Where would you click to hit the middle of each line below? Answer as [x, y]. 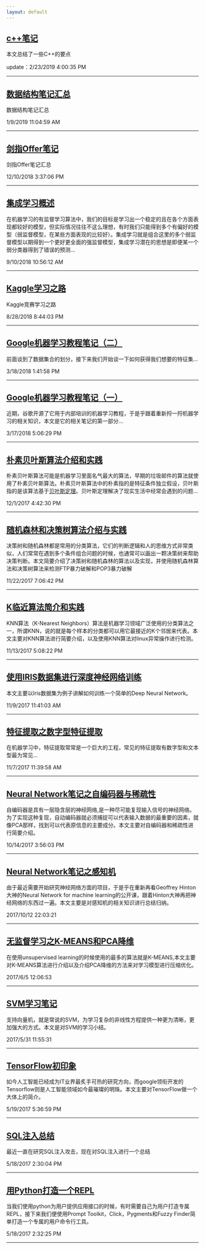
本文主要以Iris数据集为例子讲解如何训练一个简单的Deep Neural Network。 [99, 693]
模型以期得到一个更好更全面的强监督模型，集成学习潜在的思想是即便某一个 [105, 242]
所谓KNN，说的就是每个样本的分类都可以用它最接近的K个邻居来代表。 [105, 631]
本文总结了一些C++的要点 [39, 54]
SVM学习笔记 [32, 1004]
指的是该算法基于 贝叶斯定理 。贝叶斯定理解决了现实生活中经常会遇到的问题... [102, 491]
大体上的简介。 [25, 1097]
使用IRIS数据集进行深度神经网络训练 [74, 677]
